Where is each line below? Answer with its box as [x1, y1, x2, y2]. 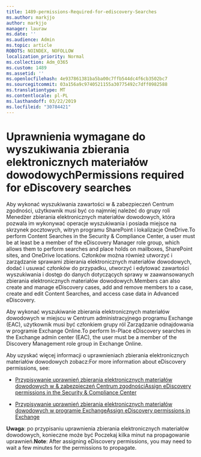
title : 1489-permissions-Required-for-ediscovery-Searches [6, 8, 157, 15]
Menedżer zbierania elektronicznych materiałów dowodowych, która [6, 213, 175, 221]
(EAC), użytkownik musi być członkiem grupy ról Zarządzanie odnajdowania [6, 321, 194, 328]
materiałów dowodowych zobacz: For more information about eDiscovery [6, 358, 186, 366]
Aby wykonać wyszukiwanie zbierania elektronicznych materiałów [6, 308, 170, 316]
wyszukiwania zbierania [6, 143, 130, 156]
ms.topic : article [6, 43, 52, 49]
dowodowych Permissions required [6, 168, 184, 182]
